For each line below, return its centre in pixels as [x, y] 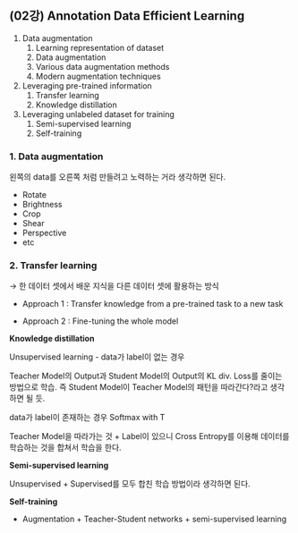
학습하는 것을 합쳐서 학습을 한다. [66, 448]
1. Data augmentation [56, 157]
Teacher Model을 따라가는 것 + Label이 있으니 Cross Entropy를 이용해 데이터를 [149, 436]
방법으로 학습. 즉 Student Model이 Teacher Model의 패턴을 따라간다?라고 [139, 387]
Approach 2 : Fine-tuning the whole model [100, 321]
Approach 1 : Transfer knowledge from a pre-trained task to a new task [153, 304]
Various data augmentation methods [102, 66]
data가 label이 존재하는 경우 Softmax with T [87, 418]
